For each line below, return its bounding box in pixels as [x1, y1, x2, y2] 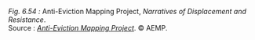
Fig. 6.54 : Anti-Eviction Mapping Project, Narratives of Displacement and [8, 7, 247, 16]
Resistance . [8, 15, 46, 24]
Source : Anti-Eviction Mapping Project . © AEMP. [8, 24, 168, 32]
